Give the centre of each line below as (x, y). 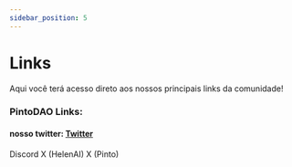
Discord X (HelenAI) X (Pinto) (64, 154)
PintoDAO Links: (47, 112)
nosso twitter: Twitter (52, 134)
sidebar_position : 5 (49, 18)
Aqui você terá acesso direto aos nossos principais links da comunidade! (146, 89)
